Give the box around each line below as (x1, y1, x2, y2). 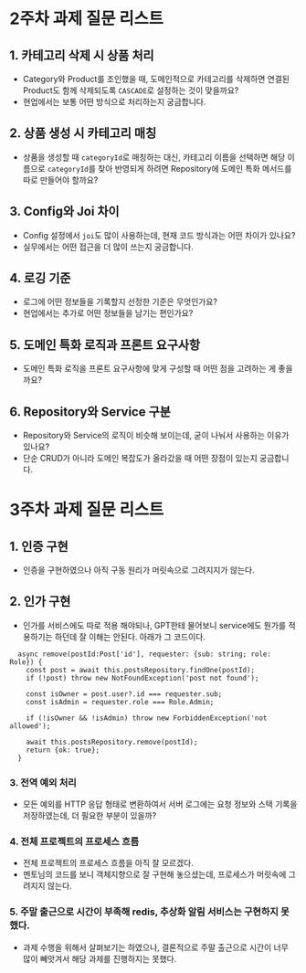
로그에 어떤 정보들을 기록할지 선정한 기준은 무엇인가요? (22, 296, 217, 307)
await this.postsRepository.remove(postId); (26, 737, 198, 746)
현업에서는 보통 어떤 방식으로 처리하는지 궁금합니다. (22, 97, 206, 107)
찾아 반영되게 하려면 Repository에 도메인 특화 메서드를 (97, 163, 292, 174)
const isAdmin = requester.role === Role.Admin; (26, 697, 215, 706)
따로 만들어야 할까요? (22, 175, 99, 185)
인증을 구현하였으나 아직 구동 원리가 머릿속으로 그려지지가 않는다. (22, 565, 255, 576)
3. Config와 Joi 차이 (9, 204, 121, 219)
